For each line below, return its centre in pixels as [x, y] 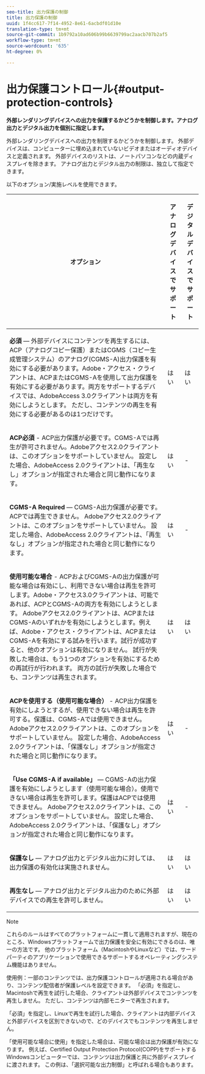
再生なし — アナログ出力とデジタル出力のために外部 [84, 890]
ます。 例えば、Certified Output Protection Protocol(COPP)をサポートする [104, 1049]
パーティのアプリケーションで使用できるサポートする [73, 957]
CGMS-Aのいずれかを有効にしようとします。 [74, 622]
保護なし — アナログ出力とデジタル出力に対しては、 [84, 858]
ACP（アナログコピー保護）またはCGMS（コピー [80, 350]
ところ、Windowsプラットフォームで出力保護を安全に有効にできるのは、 [98, 942]
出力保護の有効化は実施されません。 [61, 867]
